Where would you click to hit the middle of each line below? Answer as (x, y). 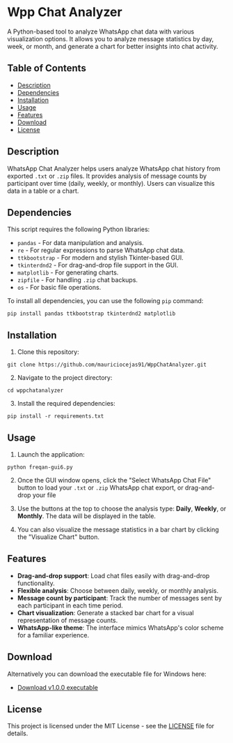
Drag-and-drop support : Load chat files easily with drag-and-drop (113, 575)
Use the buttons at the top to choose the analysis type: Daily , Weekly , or (122, 508)
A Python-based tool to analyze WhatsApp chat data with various (101, 31)
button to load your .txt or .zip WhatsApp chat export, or (100, 487)
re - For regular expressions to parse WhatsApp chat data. (101, 250)
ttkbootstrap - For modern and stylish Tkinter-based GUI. (101, 258)
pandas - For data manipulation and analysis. (80, 243)
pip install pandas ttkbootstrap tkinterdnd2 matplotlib (91, 314)
